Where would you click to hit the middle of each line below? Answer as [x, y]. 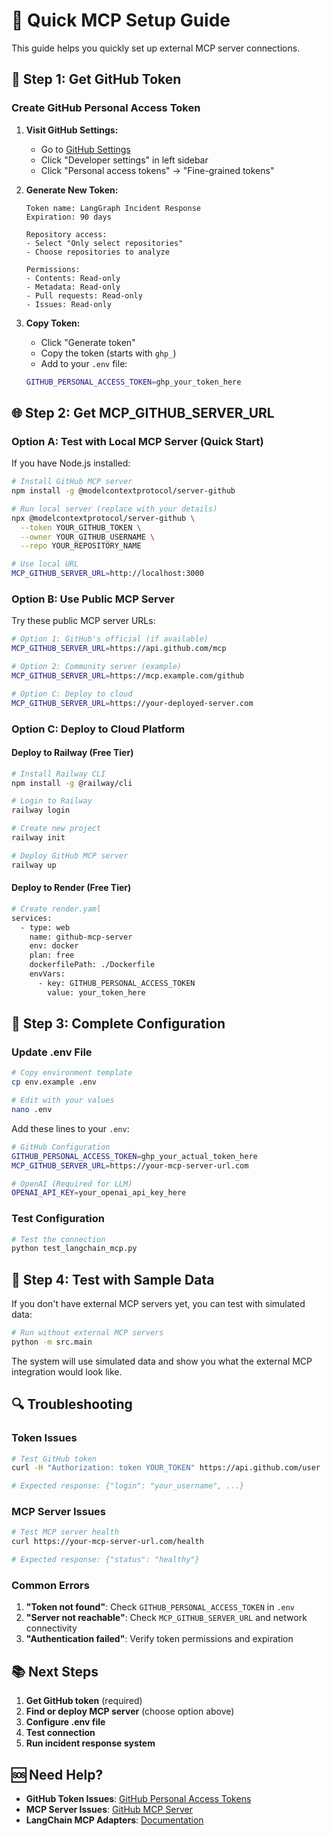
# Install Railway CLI [58, 774]
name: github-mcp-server [81, 937]
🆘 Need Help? [57, 1774]
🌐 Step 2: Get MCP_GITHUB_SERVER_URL [143, 412]
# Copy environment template [72, 1073]
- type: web [45, 927]
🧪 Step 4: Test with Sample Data [113, 1279]
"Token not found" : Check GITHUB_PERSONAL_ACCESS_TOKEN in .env [160, 1607]
